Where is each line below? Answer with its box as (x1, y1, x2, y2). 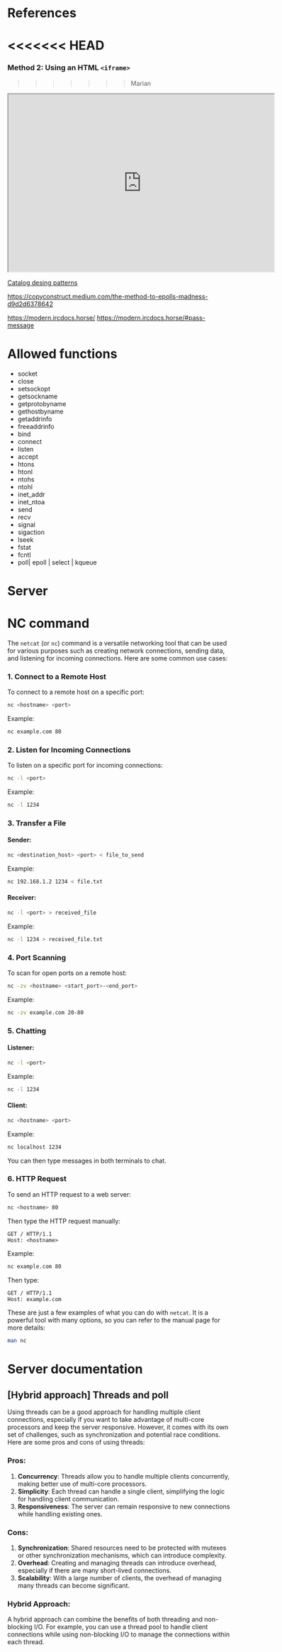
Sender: (7, 836, 32, 844)
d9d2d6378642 (7, 300, 53, 308)
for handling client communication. (17, 1494, 119, 1503)
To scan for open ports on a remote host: (7, 968, 128, 977)
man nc (7, 1337, 27, 1344)
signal (17, 520, 35, 528)
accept (17, 452, 38, 461)
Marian (130, 79, 152, 87)
